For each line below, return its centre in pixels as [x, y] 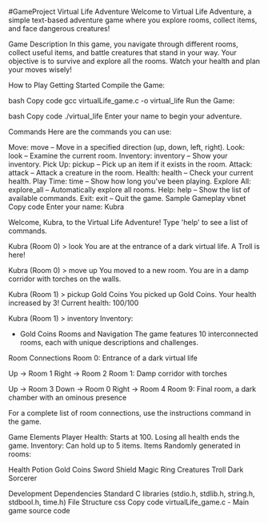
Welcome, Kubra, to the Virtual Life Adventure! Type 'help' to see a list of [128, 222]
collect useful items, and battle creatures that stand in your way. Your [123, 52]
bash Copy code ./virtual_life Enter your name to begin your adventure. [125, 116]
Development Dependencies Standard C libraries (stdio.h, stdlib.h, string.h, [132, 493]
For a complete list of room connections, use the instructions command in [130, 413]
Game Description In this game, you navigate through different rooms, [123, 44]
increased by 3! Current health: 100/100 [74, 303]
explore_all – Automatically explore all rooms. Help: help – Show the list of [129, 190]
